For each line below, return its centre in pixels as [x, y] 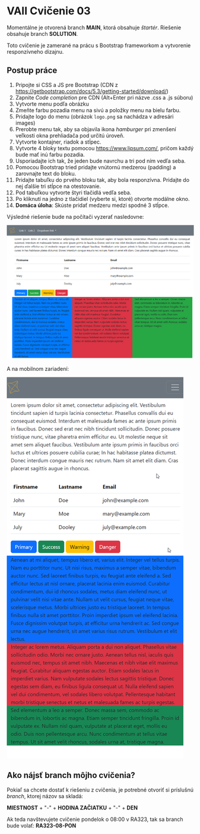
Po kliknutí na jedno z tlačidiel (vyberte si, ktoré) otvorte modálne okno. [102, 199]
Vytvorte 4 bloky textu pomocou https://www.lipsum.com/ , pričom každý [104, 148]
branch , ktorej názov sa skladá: [45, 796]
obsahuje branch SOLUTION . [42, 33]
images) [25, 123]
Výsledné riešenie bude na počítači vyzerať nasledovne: [75, 216]
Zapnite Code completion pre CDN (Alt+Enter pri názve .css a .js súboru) [104, 97]
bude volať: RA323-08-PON [42, 825]
